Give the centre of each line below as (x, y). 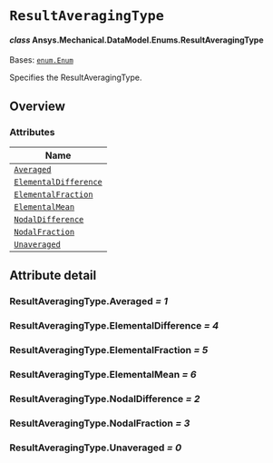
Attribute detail (53, 276)
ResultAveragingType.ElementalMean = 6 (103, 375)
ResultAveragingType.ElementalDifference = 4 (114, 326)
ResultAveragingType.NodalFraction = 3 (100, 423)
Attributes (32, 132)
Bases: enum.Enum (42, 60)
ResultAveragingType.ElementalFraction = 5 (109, 350)
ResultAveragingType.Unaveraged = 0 (96, 448)
